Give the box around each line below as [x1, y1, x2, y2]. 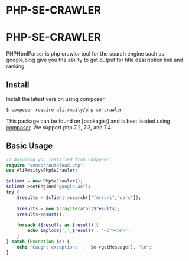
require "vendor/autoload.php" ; [6, 162, 86, 168]
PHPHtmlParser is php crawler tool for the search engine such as [6, 50, 164, 57]
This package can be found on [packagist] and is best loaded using [6, 118, 170, 125]
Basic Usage [6, 141, 53, 151]
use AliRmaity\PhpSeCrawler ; [6, 168, 78, 174]
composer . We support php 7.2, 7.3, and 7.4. [6, 123, 113, 130]
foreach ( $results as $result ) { [17, 222, 99, 228]
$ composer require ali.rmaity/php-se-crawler [6, 107, 123, 113]
